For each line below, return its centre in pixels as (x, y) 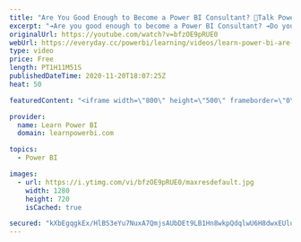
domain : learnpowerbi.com (66, 134)
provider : (28, 117)
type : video (31, 51)
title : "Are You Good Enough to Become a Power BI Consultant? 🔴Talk (142, 17)
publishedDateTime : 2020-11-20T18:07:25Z (88, 76)
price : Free (31, 59)
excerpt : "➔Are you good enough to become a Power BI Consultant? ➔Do (144, 26)
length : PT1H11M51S (46, 68)
